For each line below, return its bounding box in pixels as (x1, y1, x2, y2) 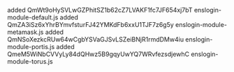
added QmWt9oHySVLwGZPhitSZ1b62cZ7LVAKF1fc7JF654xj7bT (7, 6, 193, 14)
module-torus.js (7, 57, 54, 65)
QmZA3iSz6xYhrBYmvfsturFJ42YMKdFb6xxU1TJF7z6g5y (7, 21, 175, 28)
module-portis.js (7, 43, 55, 51)
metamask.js (7, 28, 44, 36)
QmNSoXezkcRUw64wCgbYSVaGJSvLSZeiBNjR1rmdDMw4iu (7, 35, 184, 44)
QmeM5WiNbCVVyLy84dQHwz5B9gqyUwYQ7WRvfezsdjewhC (7, 50, 190, 58)
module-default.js (7, 13, 59, 21)
